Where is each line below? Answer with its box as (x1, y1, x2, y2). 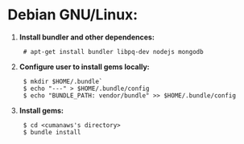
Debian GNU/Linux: (7, 6, 139, 24)
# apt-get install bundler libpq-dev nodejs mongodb (23, 47, 204, 56)
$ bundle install (23, 128, 81, 136)
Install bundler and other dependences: (19, 32, 155, 42)
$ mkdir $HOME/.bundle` (23, 77, 103, 85)
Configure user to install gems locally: (19, 62, 150, 72)
